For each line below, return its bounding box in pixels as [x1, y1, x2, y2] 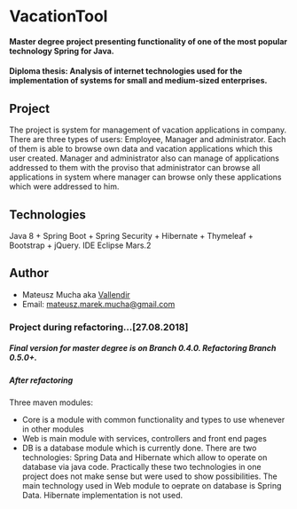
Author [9, 266, 49, 281]
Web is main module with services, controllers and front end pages [21, 433, 268, 444]
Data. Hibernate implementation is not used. [21, 490, 184, 501]
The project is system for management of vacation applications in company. [9, 124, 286, 135]
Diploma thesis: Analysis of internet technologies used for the [9, 66, 243, 76]
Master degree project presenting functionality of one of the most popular [9, 36, 288, 46]
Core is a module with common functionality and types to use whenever [21, 415, 285, 425]
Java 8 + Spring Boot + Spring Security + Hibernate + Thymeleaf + [9, 231, 254, 241]
